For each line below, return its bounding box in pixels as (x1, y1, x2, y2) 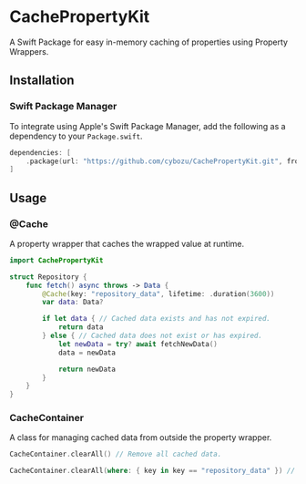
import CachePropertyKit (9, 255, 104, 265)
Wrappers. (9, 46, 49, 57)
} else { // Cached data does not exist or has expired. (42, 331, 262, 341)
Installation (9, 73, 75, 88)
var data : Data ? (42, 298, 104, 307)
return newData (57, 365, 117, 374)
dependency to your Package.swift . (9, 130, 143, 141)
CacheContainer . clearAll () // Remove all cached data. (9, 449, 222, 459)
